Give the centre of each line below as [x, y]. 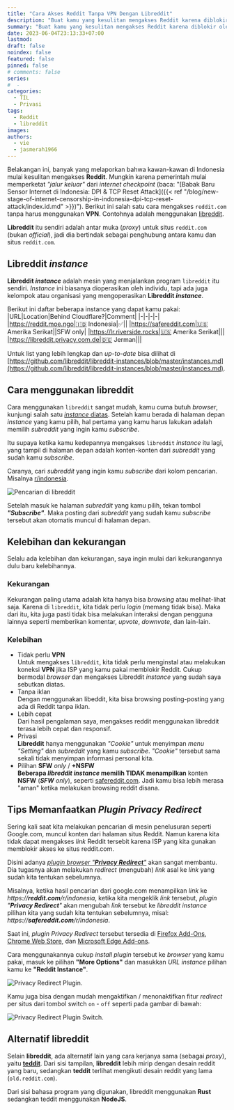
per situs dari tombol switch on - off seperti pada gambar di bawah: [104, 1003]
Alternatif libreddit [48, 1039]
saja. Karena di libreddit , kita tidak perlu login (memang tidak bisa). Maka [114, 607]
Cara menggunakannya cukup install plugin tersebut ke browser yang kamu [116, 954]
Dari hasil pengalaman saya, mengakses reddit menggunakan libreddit [118, 721]
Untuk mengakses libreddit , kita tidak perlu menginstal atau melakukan [121, 662]
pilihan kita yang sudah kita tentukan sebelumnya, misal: [88, 912]
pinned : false [28, 65]
